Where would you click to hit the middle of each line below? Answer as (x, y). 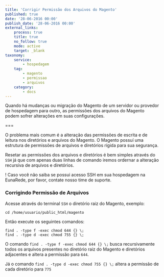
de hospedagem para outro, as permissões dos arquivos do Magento (75, 111)
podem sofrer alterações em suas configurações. (55, 116)
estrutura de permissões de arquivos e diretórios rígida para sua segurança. (82, 146)
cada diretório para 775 (28, 269)
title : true (26, 37)
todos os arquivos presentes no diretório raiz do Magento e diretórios (75, 249)
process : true (28, 32)
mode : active (27, 46)
